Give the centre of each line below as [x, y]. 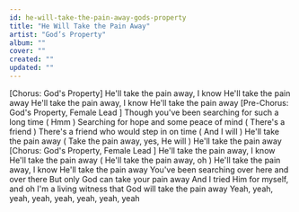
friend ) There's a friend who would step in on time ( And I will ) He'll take [145, 131]
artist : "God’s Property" [57, 34]
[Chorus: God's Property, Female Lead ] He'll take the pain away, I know [142, 150]
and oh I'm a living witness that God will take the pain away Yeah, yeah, [141, 189]
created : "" [31, 59]
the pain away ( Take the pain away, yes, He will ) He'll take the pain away [146, 141]
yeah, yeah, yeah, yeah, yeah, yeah [75, 198]
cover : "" [28, 51]
